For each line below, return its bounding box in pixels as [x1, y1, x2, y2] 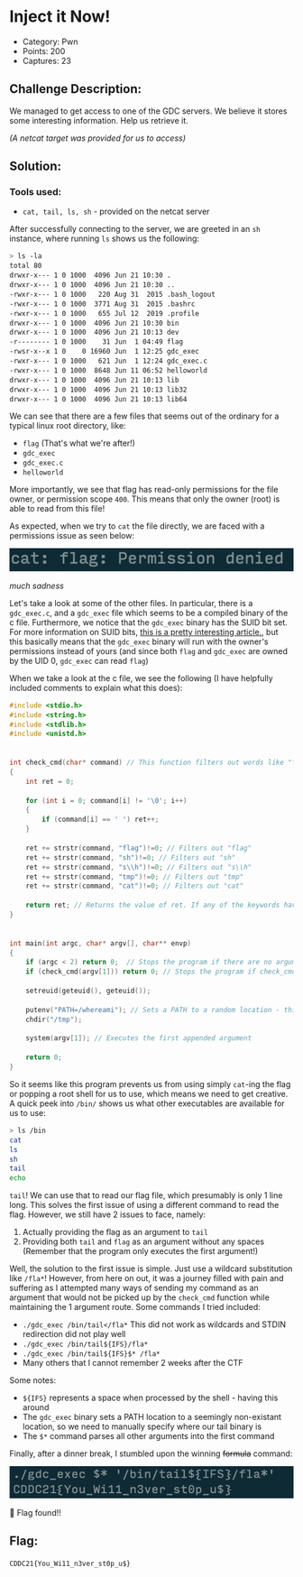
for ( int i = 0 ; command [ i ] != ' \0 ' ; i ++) [25, 796, 188, 805]
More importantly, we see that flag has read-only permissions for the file [9, 484, 279, 495]
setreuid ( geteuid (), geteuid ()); [25, 986, 151, 996]
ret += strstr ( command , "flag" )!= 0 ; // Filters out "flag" [25, 844, 252, 853]
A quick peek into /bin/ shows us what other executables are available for [9, 1098, 286, 1109]
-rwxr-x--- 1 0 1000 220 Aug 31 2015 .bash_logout [9, 290, 216, 299]
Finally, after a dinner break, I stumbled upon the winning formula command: [9, 1448, 293, 1459]
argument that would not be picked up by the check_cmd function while [9, 1292, 271, 1303]
